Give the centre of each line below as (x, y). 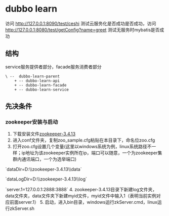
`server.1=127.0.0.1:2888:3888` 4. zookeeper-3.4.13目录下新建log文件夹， (81, 190)
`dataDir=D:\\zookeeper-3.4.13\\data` (44, 169)
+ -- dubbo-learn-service (42, 90)
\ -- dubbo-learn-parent (32, 76)
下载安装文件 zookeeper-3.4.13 (44, 134)
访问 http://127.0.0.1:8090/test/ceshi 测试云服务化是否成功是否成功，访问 (81, 23)
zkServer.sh (22, 208)
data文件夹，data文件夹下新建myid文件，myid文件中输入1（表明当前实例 (81, 196)
